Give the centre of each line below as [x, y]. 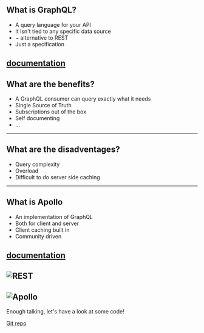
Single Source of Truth [43, 106]
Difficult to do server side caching [57, 177]
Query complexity [37, 164]
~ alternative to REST [42, 38]
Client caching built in [42, 230]
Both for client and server [47, 223]
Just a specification [40, 44]
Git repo [16, 323]
